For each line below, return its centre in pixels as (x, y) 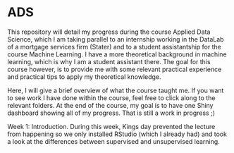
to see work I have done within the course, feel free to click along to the (111, 98)
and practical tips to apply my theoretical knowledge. (84, 76)
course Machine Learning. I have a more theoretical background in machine (117, 54)
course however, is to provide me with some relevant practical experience (115, 69)
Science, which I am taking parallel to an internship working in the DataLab (116, 39)
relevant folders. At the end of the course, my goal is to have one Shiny (110, 105)
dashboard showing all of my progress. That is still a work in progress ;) (111, 113)
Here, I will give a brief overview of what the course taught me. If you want (116, 90)
